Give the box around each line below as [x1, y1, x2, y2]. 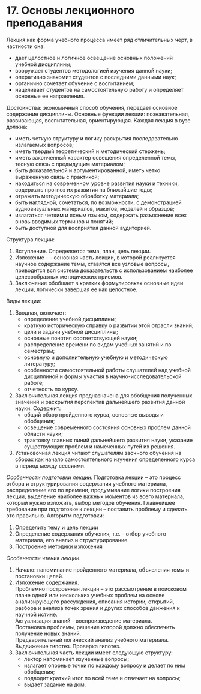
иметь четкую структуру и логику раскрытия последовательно [14, 134, 178, 142]
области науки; [23, 430, 64, 437]
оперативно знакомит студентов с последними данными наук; [14, 73, 176, 80]
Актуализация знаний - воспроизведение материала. [14, 617, 152, 624]
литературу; [23, 360, 55, 367]
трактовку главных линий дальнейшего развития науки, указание [23, 436, 193, 444]
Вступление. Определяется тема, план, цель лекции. [14, 247, 151, 255]
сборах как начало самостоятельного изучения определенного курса [14, 456, 196, 463]
